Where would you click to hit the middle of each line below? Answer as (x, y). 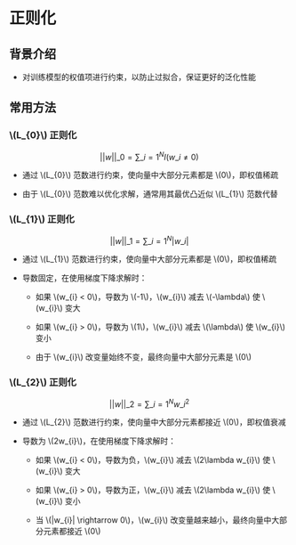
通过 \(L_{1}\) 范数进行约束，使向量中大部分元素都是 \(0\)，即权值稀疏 (149, 259)
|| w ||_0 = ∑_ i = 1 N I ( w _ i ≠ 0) (149, 156)
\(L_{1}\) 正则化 (42, 219)
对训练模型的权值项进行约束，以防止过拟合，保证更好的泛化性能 (139, 77)
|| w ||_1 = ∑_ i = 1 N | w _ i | (149, 240)
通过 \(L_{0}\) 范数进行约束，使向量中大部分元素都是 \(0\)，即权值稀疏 (150, 175)
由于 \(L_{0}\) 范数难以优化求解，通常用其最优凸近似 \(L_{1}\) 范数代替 (150, 194)
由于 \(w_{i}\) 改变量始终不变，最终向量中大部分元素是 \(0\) (143, 357)
